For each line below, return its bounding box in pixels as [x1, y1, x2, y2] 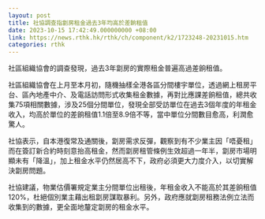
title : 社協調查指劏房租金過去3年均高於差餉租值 [8, 19, 148, 27]
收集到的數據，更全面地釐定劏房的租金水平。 [8, 202, 154, 212]
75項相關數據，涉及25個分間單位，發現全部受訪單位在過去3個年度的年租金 [14, 100, 257, 109]
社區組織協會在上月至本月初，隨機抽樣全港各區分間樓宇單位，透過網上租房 [8, 80, 250, 90]
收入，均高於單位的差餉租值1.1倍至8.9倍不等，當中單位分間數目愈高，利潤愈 [8, 109, 254, 119]
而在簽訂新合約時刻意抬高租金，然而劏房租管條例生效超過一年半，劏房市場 [8, 147, 250, 156]
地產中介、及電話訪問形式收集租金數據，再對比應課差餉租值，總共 [35, 90, 250, 99]
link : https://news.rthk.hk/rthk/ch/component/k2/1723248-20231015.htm [8, 33, 248, 42]
